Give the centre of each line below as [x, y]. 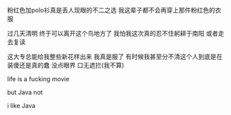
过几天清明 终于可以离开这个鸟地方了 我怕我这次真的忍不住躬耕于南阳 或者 [113, 33]
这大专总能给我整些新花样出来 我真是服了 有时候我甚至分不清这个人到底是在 [115, 56]
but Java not [25, 92]
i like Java [21, 106]
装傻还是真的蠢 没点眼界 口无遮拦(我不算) [66, 65]
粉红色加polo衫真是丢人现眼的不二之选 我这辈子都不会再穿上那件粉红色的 [111, 10]
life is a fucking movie [38, 79]
